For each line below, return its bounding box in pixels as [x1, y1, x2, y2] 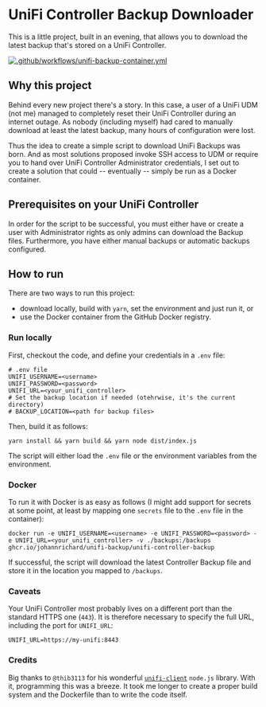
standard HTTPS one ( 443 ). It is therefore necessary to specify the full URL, [8, 612, 254, 622]
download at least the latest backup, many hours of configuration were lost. [8, 125, 256, 135]
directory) [8, 400, 44, 408]
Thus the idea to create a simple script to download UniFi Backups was [8, 141, 241, 150]
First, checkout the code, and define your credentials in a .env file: [8, 350, 226, 360]
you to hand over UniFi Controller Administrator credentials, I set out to [8, 158, 240, 167]
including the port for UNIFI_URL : [8, 621, 114, 631]
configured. [8, 244, 46, 254]
